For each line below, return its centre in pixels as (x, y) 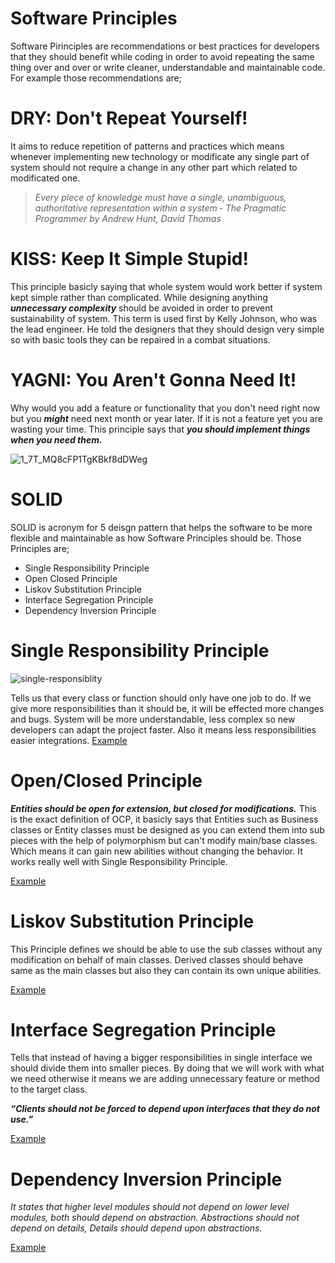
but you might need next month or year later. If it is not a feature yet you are (166, 418)
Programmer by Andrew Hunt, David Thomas (128, 218)
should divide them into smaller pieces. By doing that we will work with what (167, 1068)
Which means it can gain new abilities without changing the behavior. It (156, 851)
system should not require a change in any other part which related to (154, 167)
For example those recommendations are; (96, 78)
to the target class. (49, 1089)
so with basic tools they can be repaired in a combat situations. (140, 339)
